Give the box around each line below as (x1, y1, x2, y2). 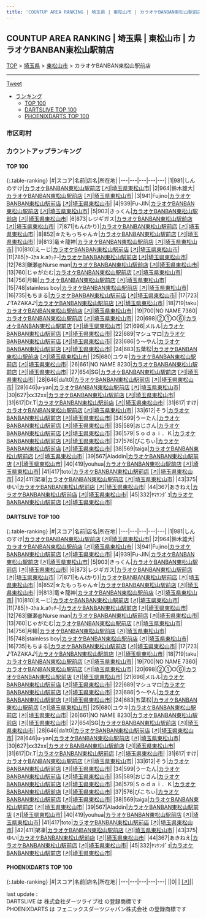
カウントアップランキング (6, 147, 82, 156)
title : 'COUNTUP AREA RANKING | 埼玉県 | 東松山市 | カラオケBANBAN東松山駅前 (6, 9, 198, 15)
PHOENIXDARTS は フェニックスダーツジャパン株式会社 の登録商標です (6, 905, 187, 912)
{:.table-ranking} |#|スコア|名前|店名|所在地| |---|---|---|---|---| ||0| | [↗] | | (6, 878, 194, 886)
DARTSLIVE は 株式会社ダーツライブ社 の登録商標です (6, 897, 142, 905)
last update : (6, 890, 38, 898)
